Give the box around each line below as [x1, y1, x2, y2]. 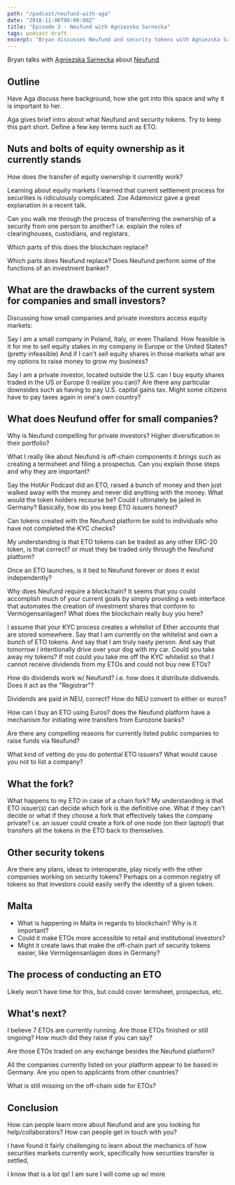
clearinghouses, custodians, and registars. [7, 229, 130, 238]
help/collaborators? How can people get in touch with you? [7, 1128, 177, 1137]
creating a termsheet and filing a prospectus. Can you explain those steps [7, 460, 220, 469]
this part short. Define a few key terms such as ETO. [7, 122, 157, 131]
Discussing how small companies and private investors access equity [7, 313, 208, 322]
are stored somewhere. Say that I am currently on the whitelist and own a [7, 630, 218, 639]
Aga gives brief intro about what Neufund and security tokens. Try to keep [7, 115, 222, 123]
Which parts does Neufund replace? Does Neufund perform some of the [7, 256, 216, 264]
